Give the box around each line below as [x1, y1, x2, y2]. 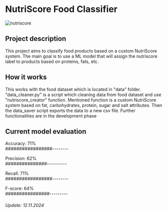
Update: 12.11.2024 [5, 202, 44, 208]
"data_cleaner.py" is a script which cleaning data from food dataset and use [5, 91, 161, 97]
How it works [5, 73, 47, 81]
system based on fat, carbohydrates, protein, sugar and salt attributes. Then [5, 102, 162, 108]
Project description [5, 34, 66, 43]
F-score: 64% [5, 185, 34, 191]
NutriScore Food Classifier [5, 3, 117, 15]
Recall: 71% [5, 170, 29, 176]
